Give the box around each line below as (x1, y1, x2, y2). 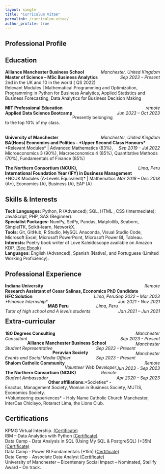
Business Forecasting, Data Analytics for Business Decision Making (5, 95, 141, 101)
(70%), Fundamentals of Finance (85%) (5, 156, 85, 161)
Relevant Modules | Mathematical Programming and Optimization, (5, 85, 138, 91)
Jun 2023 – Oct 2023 (117, 110, 160, 116)
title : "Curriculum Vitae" (5, 12, 60, 17)
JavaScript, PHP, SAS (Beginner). (5, 213, 73, 220)
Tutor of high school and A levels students (5, 308, 91, 314)
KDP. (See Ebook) (5, 245, 41, 251)
